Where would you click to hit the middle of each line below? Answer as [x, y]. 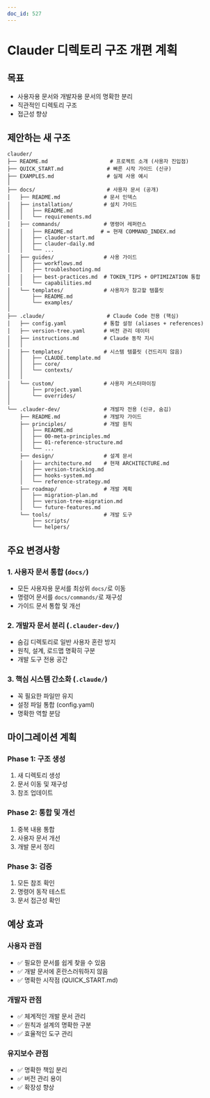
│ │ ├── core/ [34, 364]
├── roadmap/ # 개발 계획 [76, 489]
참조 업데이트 [35, 793]
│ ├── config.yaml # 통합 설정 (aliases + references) [105, 324]
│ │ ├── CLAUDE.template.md [54, 358]
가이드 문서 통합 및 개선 [49, 606]
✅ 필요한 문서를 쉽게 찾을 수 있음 [62, 962]
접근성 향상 [32, 114]
